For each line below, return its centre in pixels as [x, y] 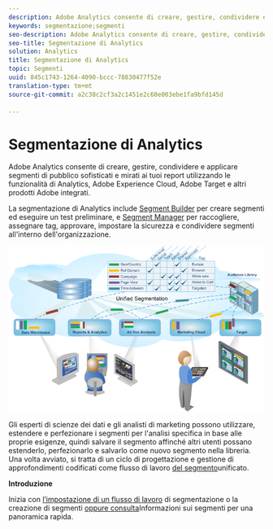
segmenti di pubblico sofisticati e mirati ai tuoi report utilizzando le [120, 176]
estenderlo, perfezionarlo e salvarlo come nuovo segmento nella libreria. [130, 450]
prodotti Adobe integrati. [50, 193]
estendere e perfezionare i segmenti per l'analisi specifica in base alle [125, 433]
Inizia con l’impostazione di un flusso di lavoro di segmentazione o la [123, 499]
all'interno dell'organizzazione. [60, 234]
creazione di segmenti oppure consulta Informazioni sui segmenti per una [131, 508]
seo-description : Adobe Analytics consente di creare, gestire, [119, 34]
